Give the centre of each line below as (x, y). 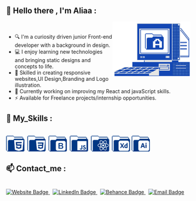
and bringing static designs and (53, 60)
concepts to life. (34, 66)
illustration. (28, 85)
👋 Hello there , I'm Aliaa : (51, 11)
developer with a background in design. (62, 45)
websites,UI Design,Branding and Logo (61, 79)
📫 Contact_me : (36, 168)
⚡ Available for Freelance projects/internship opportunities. (85, 98)
